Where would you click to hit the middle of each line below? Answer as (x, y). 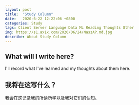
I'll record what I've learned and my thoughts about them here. (68, 68)
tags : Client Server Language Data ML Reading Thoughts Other (69, 28)
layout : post (18, 10)
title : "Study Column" (29, 14)
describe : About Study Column (36, 37)
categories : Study (24, 23)
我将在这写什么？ (31, 85)
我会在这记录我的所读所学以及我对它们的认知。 (52, 98)
